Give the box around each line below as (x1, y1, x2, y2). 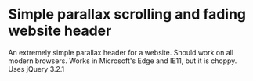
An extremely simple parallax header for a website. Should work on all (8, 48, 233, 57)
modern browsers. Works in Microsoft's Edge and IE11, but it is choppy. (8, 56, 237, 65)
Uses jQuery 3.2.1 (8, 64, 65, 73)
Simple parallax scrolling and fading (8, 5, 247, 23)
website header (8, 22, 112, 40)
